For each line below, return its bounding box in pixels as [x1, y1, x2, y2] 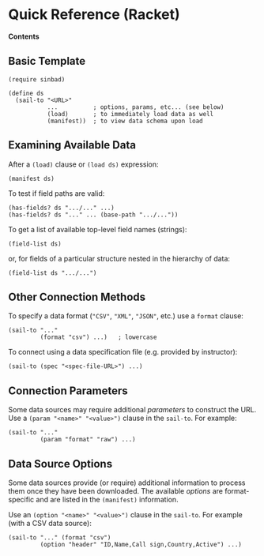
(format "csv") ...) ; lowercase [40, 333, 157, 341]
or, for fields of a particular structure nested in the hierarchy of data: [8, 254, 231, 263]
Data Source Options [8, 456, 113, 471]
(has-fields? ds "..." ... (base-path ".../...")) [8, 211, 179, 219]
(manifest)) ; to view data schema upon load [47, 117, 203, 125]
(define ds [8, 89, 44, 97]
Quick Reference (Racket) [8, 6, 180, 24]
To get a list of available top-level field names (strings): [8, 224, 187, 234]
